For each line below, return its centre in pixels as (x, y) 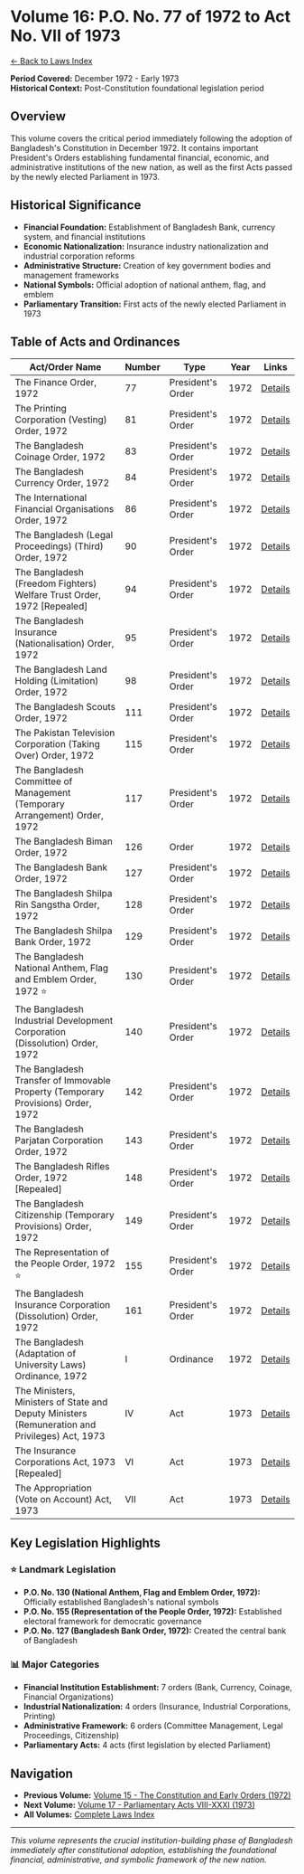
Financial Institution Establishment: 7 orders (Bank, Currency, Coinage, (157, 1688)
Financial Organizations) (69, 1697)
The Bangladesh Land (61, 669)
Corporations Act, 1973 (65, 1462)
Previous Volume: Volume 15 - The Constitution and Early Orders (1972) (157, 1795)
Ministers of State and (61, 1402)
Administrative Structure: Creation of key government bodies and (147, 265)
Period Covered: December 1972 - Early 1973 (95, 78)
